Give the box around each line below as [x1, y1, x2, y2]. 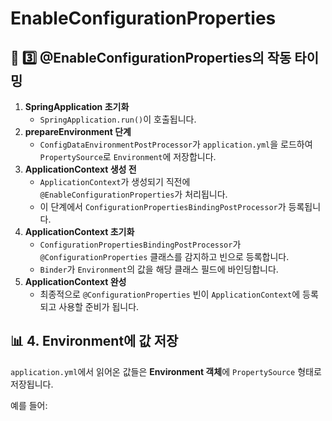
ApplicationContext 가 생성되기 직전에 [39, 176, 191, 187]
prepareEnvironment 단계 [24, 126, 132, 137]
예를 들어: [10, 399, 48, 411]
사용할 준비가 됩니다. [58, 301, 140, 312]
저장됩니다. [10, 378, 54, 390]
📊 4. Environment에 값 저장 [10, 333, 179, 350]
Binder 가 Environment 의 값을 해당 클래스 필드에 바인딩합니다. [39, 263, 279, 275]
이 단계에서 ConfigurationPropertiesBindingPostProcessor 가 [39, 201, 287, 212]
